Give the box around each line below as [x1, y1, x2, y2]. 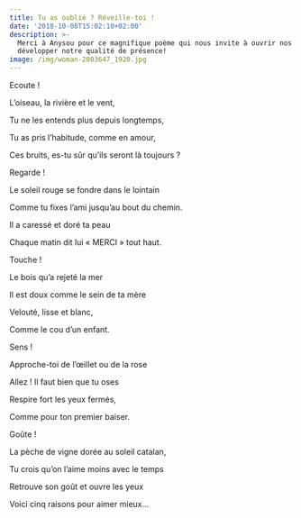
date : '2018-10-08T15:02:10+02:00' [9, 22, 143, 31]
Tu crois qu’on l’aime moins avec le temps [9, 464, 164, 474]
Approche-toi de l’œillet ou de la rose [9, 359, 148, 369]
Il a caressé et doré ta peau [9, 220, 111, 230]
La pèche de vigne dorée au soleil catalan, [9, 447, 167, 457]
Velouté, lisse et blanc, [9, 307, 94, 317]
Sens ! [9, 341, 33, 352]
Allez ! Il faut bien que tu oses [9, 377, 120, 387]
